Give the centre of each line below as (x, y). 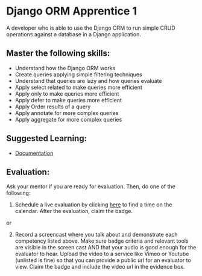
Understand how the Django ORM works (65, 68)
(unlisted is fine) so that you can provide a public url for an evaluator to (103, 260)
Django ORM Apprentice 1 (72, 11)
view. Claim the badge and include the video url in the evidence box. (100, 267)
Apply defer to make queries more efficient (68, 100)
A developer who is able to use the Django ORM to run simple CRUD (91, 28)
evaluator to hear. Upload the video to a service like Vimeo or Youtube (102, 254)
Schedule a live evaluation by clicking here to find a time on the (93, 205)
